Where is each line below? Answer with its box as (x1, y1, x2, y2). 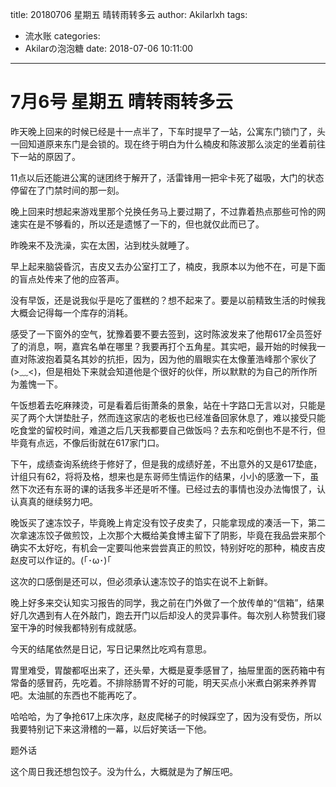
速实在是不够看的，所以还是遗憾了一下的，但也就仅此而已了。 (10, 218, 265, 230)
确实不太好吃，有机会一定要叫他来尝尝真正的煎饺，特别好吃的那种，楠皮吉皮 (10, 541, 326, 553)
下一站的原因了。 (10, 150, 81, 162)
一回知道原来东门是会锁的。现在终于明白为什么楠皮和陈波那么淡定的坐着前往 (10, 138, 326, 150)
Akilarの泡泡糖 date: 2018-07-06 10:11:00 (24, 43, 194, 54)
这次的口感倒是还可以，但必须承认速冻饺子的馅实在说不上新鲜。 (10, 575, 273, 587)
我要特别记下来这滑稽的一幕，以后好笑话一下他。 (10, 723, 212, 735)
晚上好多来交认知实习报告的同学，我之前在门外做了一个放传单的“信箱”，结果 (10, 596, 325, 608)
